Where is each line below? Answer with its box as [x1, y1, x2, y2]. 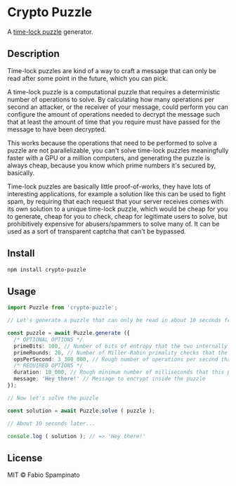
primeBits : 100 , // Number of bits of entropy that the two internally [13, 343, 228, 350]
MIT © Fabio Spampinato [7, 471, 80, 479]
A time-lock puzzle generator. [7, 27, 93, 36]
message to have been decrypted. [7, 124, 107, 134]
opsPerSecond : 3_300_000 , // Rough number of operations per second [13, 356, 218, 363]
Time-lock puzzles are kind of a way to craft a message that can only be [7, 66, 216, 75]
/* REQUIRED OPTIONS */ [13, 362, 83, 369]
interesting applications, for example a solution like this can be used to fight [7, 189, 226, 198]
